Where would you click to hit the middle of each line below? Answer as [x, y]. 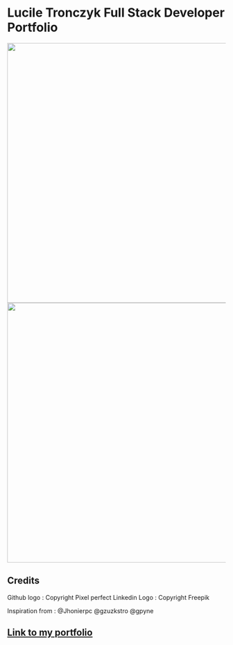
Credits [24, 581]
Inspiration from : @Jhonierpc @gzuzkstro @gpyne [80, 610]
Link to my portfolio [50, 633]
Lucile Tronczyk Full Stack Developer [116, 13]
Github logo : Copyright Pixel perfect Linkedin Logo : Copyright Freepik [109, 597]
